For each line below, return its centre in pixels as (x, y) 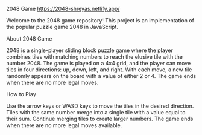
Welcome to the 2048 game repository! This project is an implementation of (100, 20)
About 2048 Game (29, 38)
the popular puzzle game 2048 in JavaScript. (62, 27)
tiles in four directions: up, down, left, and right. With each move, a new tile (99, 70)
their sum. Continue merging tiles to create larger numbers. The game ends (100, 119)
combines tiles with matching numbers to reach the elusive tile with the (94, 57)
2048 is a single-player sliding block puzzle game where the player (90, 50)
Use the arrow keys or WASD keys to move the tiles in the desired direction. (100, 106)
